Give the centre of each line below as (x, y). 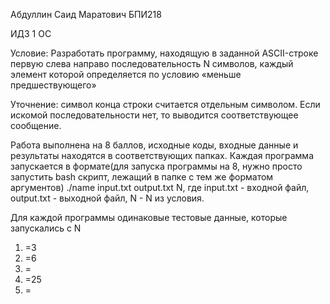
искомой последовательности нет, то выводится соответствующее (154, 115)
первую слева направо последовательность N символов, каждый (152, 63)
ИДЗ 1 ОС (31, 33)
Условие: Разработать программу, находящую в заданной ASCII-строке (164, 53)
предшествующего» (53, 85)
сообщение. (36, 125)
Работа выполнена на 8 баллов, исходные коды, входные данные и (154, 145)
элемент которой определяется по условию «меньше (126, 74)
